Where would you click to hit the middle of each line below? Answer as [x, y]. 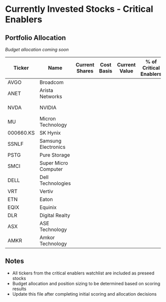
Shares [85, 71]
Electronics [52, 147]
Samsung [50, 141]
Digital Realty [55, 215]
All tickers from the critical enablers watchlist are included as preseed [83, 273]
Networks [51, 96]
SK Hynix [50, 133]
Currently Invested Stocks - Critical [79, 9]
